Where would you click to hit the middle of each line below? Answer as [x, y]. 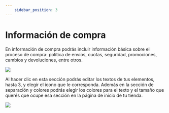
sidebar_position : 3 [36, 10]
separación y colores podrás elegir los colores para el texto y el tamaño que [85, 90]
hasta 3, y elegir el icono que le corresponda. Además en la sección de [79, 85]
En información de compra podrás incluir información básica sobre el [77, 49]
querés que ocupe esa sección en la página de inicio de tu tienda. [74, 95]
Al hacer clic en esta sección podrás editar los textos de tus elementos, [80, 79]
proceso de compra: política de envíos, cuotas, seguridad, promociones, [81, 54]
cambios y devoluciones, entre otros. [44, 60]
